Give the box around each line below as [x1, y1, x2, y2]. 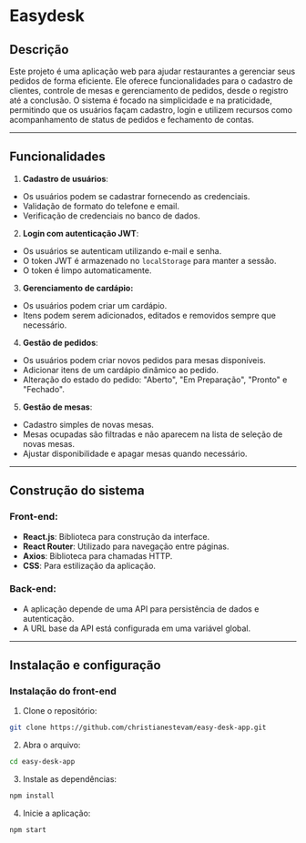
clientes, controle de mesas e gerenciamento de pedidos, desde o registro [9, 86, 289, 96]
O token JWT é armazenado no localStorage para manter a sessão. [22, 255, 277, 266]
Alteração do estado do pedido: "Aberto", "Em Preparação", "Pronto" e [22, 374, 288, 385]
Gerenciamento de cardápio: [22, 282, 134, 293]
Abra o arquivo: [22, 739, 81, 751]
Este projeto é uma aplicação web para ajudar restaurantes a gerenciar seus [9, 66, 296, 76]
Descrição [9, 42, 69, 57]
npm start [9, 826, 47, 835]
